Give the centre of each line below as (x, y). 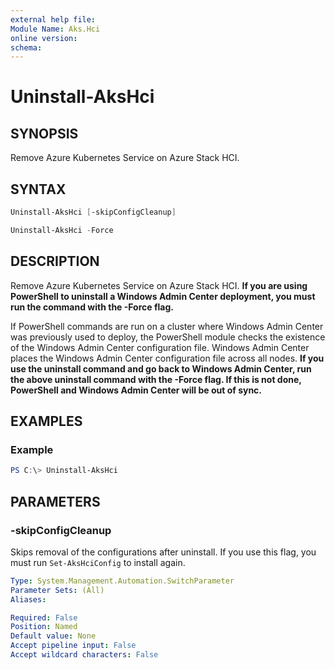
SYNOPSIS (44, 133)
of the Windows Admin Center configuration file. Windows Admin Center (160, 347)
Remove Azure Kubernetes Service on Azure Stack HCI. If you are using (159, 285)
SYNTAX (38, 189)
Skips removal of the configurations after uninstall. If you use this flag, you (163, 552)
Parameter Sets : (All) (57, 590)
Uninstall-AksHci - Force (62, 230)
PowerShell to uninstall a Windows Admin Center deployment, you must (163, 296)
